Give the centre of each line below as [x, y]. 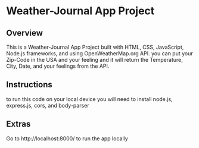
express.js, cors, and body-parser [48, 105]
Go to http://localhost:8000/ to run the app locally [67, 138]
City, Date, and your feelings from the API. [58, 66]
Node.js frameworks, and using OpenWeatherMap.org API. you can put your [100, 53]
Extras [18, 124]
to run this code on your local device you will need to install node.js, [89, 99]
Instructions [29, 85]
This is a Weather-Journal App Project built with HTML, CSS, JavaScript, [95, 47]
